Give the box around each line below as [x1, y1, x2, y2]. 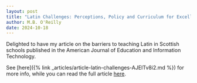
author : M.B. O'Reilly [6, 19, 62, 25]
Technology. [6, 53, 36, 60]
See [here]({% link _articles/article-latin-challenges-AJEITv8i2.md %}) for [6, 64, 185, 71]
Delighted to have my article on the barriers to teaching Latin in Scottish [6, 41, 180, 48]
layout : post [6, 8, 38, 15]
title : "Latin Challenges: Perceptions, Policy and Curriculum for [6, 14, 175, 20]
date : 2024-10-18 [6, 24, 49, 31]
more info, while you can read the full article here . [6, 70, 126, 77]
